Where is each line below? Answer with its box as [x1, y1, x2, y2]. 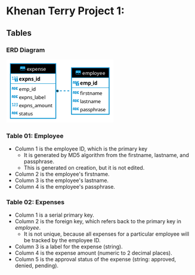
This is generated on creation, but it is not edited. [23, 164, 145, 171]
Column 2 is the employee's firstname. [14, 171, 110, 178]
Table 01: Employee [6, 132, 64, 140]
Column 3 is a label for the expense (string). [14, 243, 123, 251]
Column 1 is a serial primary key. [14, 211, 94, 218]
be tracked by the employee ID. [23, 237, 101, 244]
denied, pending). [14, 262, 58, 269]
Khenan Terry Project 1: [6, 4, 125, 18]
